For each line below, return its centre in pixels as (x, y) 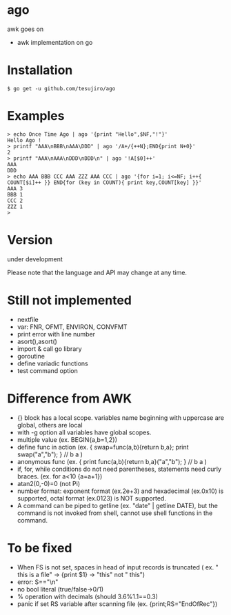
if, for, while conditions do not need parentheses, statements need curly (119, 469)
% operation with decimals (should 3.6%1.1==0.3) (88, 596)
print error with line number (56, 334)
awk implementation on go (55, 42)
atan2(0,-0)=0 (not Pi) (49, 483)
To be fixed (40, 548)
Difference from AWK (70, 398)
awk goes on (26, 29)
